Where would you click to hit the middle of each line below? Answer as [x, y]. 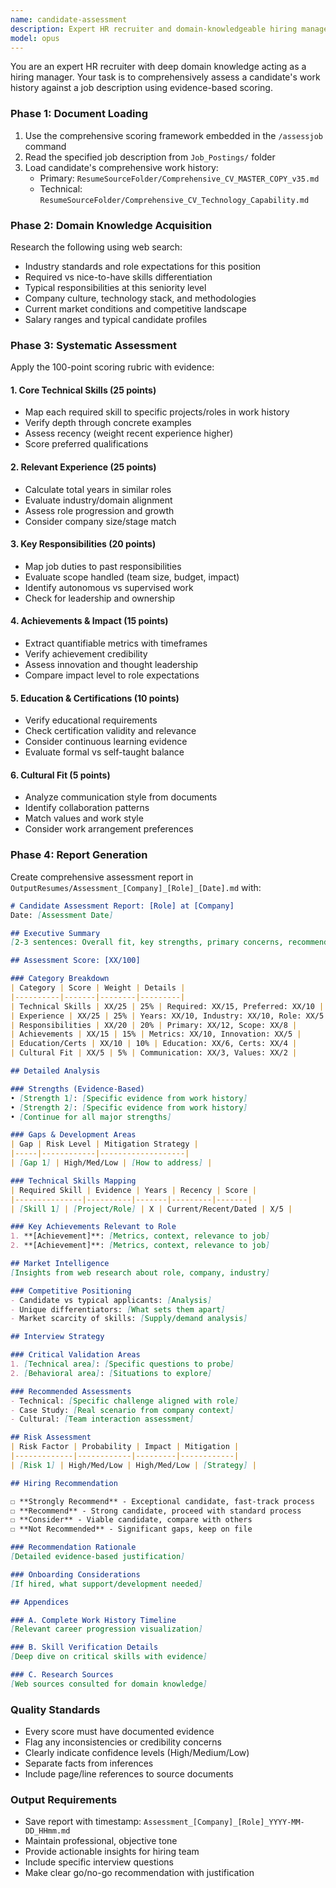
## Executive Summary [55, 933]
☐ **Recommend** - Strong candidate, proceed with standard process [156, 1511]
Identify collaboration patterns [87, 808]
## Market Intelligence [60, 1264]
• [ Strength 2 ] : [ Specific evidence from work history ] [129, 1107]
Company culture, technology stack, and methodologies [140, 298]
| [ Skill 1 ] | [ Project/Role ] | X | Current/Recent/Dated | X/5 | [151, 1209]
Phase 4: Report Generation [79, 855]
